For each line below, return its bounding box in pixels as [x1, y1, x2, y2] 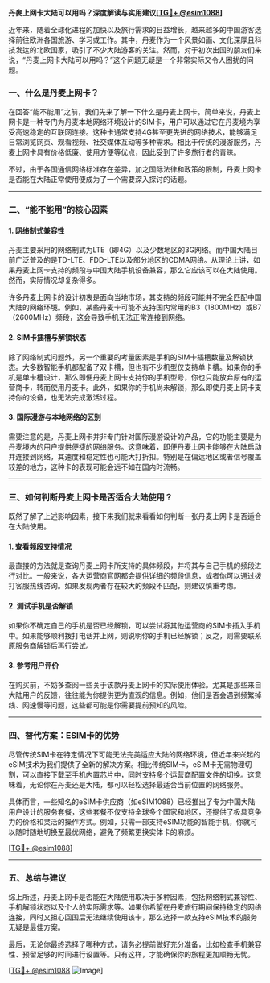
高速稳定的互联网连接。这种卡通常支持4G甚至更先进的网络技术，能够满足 [14, 127, 258, 137]
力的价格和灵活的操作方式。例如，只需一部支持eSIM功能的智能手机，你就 [8, 817, 251, 827]
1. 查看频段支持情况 [8, 541, 72, 551]
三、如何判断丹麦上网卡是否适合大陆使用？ [8, 491, 174, 503]
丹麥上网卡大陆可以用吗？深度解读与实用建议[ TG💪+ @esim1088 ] [8, 8, 223, 17]
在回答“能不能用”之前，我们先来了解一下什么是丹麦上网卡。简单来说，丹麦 [8, 107, 255, 117]
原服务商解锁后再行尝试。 [8, 641, 93, 650]
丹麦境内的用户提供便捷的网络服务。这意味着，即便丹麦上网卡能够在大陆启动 [8, 442, 262, 451]
